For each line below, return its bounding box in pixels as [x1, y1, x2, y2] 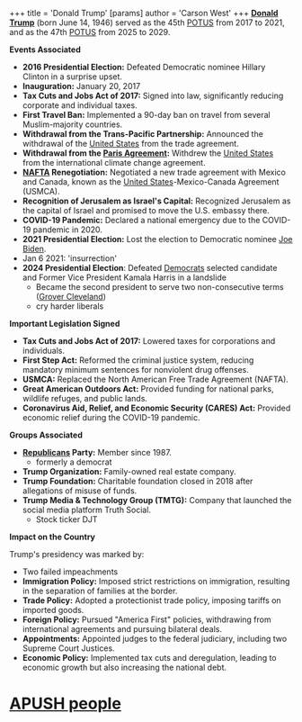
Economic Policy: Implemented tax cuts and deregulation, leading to [22, 653, 277, 663]
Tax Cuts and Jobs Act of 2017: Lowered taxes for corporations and [22, 336, 276, 346]
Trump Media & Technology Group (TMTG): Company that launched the [22, 495, 292, 505]
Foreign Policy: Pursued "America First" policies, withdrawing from [22, 614, 271, 625]
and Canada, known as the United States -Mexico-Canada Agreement [22, 176, 280, 187]
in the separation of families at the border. [22, 585, 178, 596]
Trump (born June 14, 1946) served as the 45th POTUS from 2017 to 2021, [9, 17, 285, 28]
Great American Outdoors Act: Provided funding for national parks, [22, 384, 274, 394]
